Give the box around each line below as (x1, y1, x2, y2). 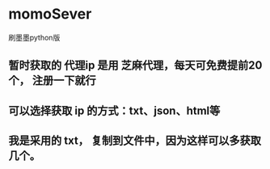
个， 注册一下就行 (8, 74, 96, 87)
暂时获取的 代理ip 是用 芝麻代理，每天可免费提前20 (8, 58, 263, 73)
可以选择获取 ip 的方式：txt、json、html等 (8, 104, 221, 117)
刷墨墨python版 (8, 32, 61, 42)
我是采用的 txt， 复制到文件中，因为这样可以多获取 (8, 134, 261, 148)
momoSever (8, 5, 92, 23)
